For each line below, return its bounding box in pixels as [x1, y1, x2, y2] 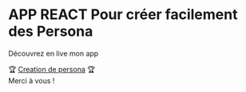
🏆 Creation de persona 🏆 [8, 64, 96, 74]
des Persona [8, 22, 93, 40]
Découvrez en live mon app [8, 48, 99, 58]
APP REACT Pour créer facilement [8, 6, 238, 24]
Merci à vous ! [8, 75, 55, 85]
